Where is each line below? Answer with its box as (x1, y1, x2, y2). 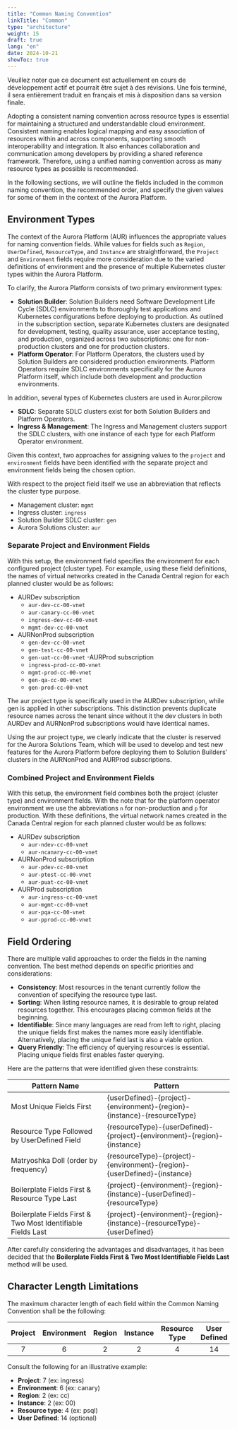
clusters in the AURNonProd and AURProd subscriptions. (7, 755, 173, 763)
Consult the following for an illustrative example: (7, 1362, 147, 1370)
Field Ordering (7, 935, 72, 947)
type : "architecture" (7, 23, 71, 30)
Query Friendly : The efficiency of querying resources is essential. (17, 1043, 210, 1051)
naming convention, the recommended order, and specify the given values (7, 185, 224, 194)
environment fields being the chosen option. (7, 465, 136, 474)
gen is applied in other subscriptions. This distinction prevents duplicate (7, 704, 217, 712)
